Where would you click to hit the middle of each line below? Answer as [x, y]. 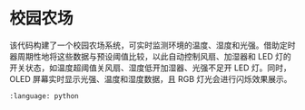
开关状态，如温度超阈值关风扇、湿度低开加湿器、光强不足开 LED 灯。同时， [151, 68]
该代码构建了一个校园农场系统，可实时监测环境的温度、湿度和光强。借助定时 [152, 45]
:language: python [44, 96]
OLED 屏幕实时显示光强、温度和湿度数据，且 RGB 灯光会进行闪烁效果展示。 [151, 78]
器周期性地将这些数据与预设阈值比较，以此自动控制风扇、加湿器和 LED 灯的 [151, 56]
